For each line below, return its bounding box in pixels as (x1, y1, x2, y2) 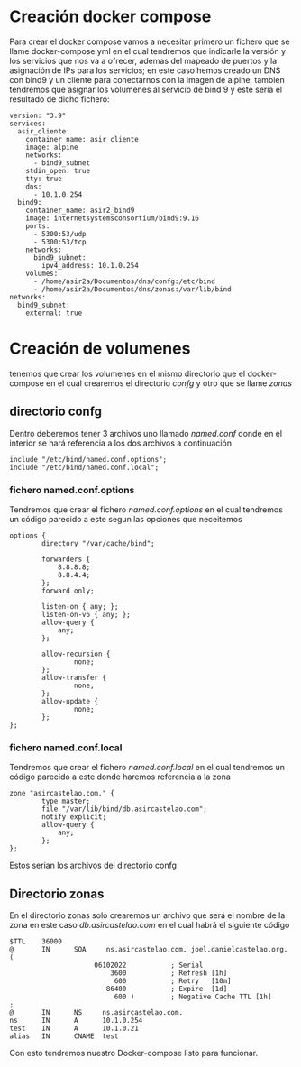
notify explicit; (41, 813, 106, 822)
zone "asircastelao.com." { (9, 789, 115, 798)
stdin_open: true (25, 166, 91, 175)
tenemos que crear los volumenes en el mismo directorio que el (9, 368, 246, 379)
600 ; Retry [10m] (114, 977, 232, 986)
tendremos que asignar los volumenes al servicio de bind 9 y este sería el (9, 84, 282, 95)
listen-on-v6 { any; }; (41, 610, 131, 619)
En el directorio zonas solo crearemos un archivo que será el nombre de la (9, 910, 286, 921)
